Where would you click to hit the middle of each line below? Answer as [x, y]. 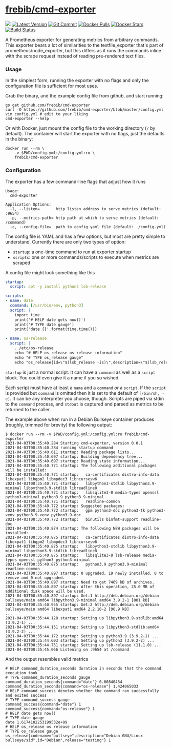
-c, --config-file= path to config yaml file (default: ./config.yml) [88, 227]
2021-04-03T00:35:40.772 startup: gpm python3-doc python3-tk [75, 510]
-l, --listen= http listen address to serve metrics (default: [85, 209]
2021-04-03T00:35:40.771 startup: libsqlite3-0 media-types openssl [82, 492]
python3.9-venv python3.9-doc [49, 515]
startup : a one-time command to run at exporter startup [72, 252]
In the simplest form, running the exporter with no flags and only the [77, 80]
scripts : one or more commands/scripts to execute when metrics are [86, 257]
